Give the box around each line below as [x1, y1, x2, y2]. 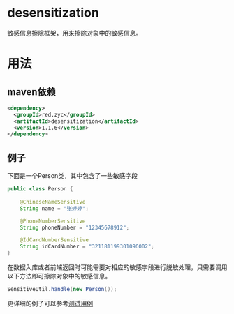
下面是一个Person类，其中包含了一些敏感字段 [7, 172, 138, 180]
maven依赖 [7, 86, 56, 98]
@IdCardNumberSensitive [20, 237, 89, 244]
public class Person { [7, 186, 73, 193]
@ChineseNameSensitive [20, 198, 86, 205]
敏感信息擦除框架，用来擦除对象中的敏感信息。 [7, 29, 142, 37]
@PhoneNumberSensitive [20, 218, 86, 225]
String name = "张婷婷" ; [20, 204, 89, 212]
